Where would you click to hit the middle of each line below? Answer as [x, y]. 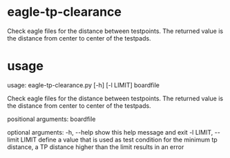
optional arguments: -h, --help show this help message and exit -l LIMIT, [110, 132]
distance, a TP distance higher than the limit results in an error [96, 147]
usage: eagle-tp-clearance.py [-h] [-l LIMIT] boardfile [84, 85]
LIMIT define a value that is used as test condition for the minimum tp [119, 139]
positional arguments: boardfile [51, 119]
